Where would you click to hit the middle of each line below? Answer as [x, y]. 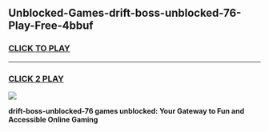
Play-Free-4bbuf [51, 26]
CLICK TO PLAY [39, 49]
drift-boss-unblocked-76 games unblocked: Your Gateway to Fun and [126, 110]
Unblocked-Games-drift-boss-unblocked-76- [125, 13]
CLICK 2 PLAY [36, 78]
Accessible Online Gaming [53, 119]
